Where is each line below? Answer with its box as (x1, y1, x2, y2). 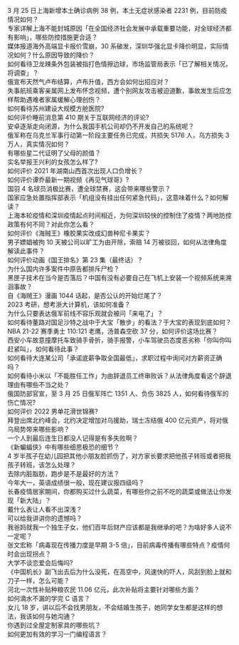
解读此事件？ (7, 247, 45, 255)
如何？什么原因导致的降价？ (13, 51, 95, 59)
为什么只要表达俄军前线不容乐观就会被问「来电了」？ (7, 309, 164, 317)
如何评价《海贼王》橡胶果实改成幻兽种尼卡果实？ (7, 229, 151, 237)
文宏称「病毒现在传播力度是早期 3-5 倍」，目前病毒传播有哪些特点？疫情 (13, 541, 224, 549)
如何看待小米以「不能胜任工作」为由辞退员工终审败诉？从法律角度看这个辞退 (7, 371, 232, 380)
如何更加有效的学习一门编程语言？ (7, 630, 107, 638)
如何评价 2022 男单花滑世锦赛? (7, 407, 98, 416)
